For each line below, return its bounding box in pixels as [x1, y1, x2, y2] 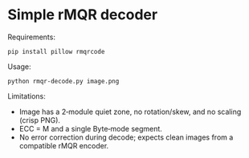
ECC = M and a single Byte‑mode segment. [18, 124, 162, 133]
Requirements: [7, 32, 55, 42]
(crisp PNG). [18, 115, 61, 125]
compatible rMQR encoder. [18, 140, 109, 150]
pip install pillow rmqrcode [7, 47, 105, 55]
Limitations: [7, 91, 46, 101]
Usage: [7, 62, 31, 71]
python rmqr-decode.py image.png [7, 77, 120, 85]
